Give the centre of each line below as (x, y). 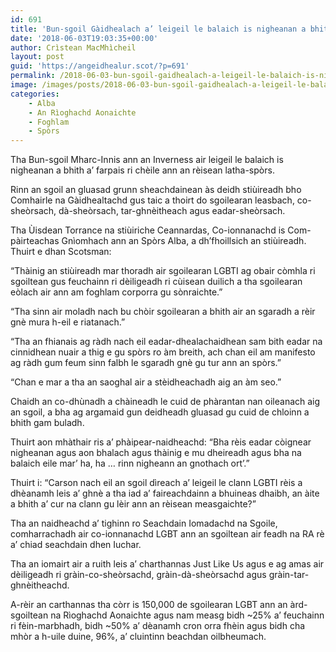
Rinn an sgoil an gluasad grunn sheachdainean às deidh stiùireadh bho (156, 190)
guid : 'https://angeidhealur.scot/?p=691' (100, 66)
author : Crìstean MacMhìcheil (73, 47)
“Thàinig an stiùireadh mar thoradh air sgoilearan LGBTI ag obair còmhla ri (163, 271)
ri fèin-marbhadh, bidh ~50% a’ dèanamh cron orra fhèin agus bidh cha (158, 626)
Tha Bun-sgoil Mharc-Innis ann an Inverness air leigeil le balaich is (147, 160)
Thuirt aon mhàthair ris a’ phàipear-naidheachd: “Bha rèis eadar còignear (161, 442)
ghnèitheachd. (40, 585)
